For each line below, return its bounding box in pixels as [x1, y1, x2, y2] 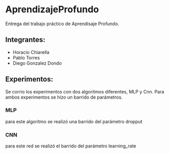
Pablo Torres [12, 54, 40, 61]
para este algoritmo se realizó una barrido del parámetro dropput [5, 118, 142, 124]
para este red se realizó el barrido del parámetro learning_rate [5, 143, 137, 149]
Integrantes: [5, 35, 46, 44]
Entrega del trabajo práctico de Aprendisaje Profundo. [5, 21, 119, 27]
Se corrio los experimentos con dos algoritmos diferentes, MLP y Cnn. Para [5, 88, 164, 94]
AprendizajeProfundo [5, 4, 99, 15]
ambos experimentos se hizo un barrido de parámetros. [5, 94, 123, 100]
